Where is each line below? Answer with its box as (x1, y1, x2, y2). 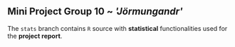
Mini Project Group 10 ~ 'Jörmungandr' (7, 6, 183, 18)
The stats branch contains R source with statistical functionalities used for (7, 24, 228, 32)
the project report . (7, 32, 63, 40)
